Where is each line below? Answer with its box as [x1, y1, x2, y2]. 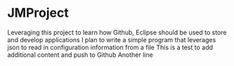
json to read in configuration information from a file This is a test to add [7, 43, 213, 51]
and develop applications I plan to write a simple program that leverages [7, 35, 216, 44]
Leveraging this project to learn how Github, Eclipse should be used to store [7, 28, 227, 37]
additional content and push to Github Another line [7, 51, 153, 59]
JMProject [7, 5, 69, 21]
